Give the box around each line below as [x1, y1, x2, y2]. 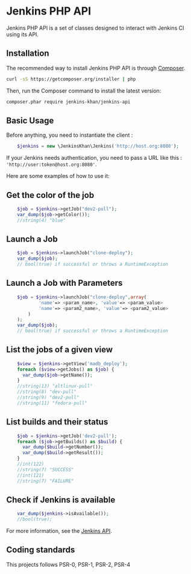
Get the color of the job [6, 190, 95, 200]
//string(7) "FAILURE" [17, 478, 74, 484]
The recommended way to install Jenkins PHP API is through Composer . [6, 64, 186, 71]
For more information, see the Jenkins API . [6, 527, 113, 535]
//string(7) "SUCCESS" [17, 466, 74, 473]
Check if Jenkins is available [6, 495, 116, 505]
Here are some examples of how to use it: [6, 173, 110, 180]
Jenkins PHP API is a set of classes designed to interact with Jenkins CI [6, 24, 184, 31]
